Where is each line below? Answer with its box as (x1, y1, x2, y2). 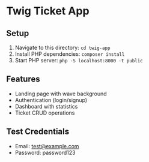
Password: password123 (14, 149, 76, 156)
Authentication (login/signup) (14, 96, 88, 103)
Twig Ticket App (6, 4, 90, 18)
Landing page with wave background (14, 90, 107, 97)
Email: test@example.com (14, 142, 79, 149)
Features (6, 74, 40, 85)
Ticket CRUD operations (14, 109, 75, 116)
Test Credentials (6, 127, 70, 137)
